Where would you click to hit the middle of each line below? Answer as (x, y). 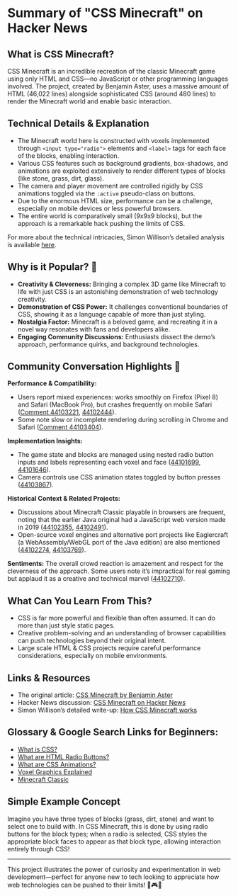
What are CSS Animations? (57, 764)
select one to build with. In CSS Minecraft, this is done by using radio (108, 826)
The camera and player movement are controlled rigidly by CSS (110, 186)
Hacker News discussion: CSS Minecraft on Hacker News (102, 703)
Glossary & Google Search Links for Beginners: (113, 732)
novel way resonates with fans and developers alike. (94, 329)
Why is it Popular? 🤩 (52, 267)
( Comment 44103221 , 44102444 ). (67, 412)
